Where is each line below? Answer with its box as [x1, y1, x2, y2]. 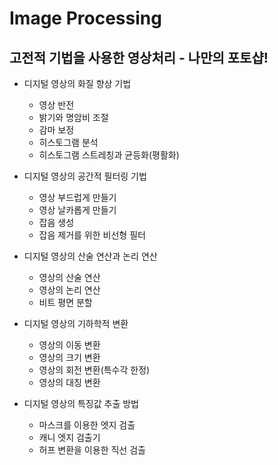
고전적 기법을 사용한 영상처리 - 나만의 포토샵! [9, 49, 269, 66]
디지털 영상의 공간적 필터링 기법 [23, 170, 147, 182]
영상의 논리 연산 [38, 284, 101, 296]
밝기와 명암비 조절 [38, 112, 109, 123]
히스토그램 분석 [38, 137, 99, 148]
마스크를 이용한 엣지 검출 [38, 419, 136, 431]
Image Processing [9, 7, 162, 30]
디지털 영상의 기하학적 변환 [23, 318, 129, 329]
